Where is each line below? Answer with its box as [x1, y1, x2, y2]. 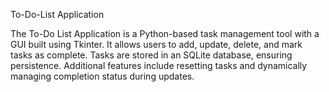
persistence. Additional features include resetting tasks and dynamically [10, 60, 308, 71]
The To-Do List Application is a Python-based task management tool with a [10, 28, 320, 39]
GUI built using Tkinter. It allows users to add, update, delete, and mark [10, 39, 303, 50]
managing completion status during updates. [10, 70, 195, 82]
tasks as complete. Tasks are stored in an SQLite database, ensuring [10, 49, 293, 61]
